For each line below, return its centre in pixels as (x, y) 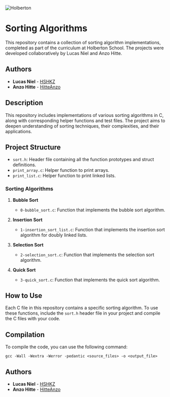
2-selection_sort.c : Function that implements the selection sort (87, 255)
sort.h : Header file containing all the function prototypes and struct (83, 160)
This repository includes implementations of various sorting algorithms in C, (84, 115)
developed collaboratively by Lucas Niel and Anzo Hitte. (64, 53)
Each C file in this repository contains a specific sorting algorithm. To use (82, 308)
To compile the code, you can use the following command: (66, 347)
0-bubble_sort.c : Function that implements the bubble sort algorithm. (93, 210)
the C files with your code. (33, 319)
